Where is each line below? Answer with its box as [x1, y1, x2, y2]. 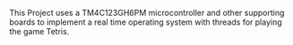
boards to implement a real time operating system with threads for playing [9, 17, 282, 27]
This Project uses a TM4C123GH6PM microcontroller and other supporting [9, 8, 285, 18]
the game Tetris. [9, 26, 70, 36]
